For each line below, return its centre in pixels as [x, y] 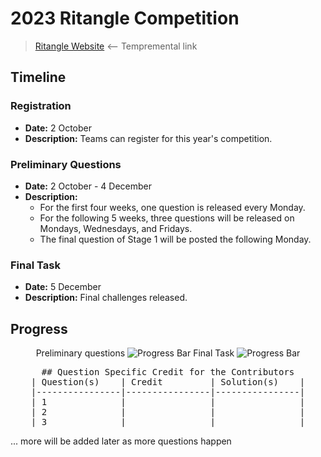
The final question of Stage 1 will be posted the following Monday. [175, 239]
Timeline [38, 77]
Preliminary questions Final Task [135, 353]
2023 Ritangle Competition [125, 18]
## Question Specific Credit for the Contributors [168, 372]
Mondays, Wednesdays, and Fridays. [116, 228]
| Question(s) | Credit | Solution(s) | [168, 382]
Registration [41, 106]
